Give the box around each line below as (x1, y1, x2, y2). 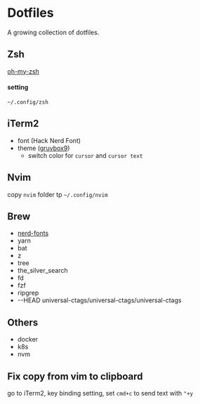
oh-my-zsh (7, 67, 40, 75)
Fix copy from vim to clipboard (7, 370, 143, 382)
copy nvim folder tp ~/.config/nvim (7, 190, 108, 198)
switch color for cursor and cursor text (27, 151, 143, 159)
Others (7, 316, 39, 328)
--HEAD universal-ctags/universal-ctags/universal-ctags (17, 296, 182, 304)
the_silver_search (17, 267, 68, 275)
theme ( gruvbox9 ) (17, 144, 70, 152)
